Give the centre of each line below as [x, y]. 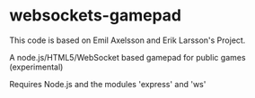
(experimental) [36, 67]
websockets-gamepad [96, 16]
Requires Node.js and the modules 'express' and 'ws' [108, 84]
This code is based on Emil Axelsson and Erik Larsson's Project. [127, 40]
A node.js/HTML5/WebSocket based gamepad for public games [127, 57]
